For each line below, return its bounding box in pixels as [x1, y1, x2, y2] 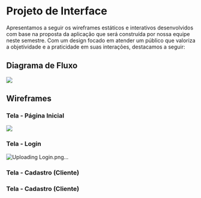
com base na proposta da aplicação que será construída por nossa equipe [6, 30, 190, 37]
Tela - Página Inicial [6, 112, 65, 120]
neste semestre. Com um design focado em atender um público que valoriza [6, 37, 196, 44]
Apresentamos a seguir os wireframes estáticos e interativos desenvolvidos [6, 24, 194, 31]
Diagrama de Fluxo [6, 61, 78, 71]
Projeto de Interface [6, 4, 107, 18]
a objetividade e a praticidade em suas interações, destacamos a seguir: [6, 43, 185, 50]
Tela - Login [6, 140, 41, 148]
